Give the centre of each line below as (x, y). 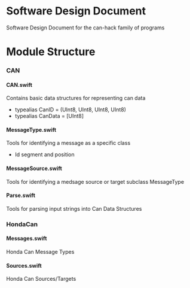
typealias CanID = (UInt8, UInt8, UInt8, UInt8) (71, 110)
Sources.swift (24, 265)
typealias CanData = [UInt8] (49, 116)
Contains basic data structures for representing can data (76, 98)
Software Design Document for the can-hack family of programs (85, 28)
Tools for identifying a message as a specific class (68, 143)
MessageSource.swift (34, 168)
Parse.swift (21, 195)
